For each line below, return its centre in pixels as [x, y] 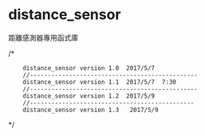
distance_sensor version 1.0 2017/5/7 [89, 68]
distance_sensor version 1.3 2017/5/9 [91, 110]
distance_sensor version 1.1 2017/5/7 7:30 [100, 82]
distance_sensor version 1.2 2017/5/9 [89, 96]
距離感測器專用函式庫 [43, 37]
